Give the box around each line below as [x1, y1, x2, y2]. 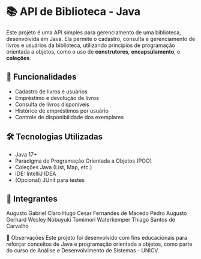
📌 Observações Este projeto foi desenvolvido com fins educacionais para [6, 234, 188, 242]
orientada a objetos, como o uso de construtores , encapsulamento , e [6, 48, 181, 55]
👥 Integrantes [6, 193, 58, 204]
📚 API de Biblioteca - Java [6, 5, 141, 19]
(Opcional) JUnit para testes [14, 176, 85, 184]
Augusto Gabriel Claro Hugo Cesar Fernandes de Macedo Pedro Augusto [6, 210, 187, 217]
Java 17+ [14, 151, 37, 158]
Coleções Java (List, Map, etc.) [14, 163, 92, 170]
